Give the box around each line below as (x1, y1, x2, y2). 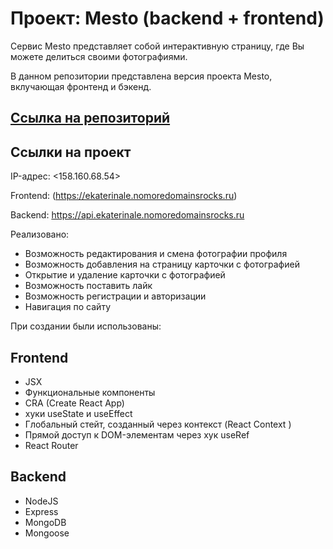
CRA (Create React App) (24, 397, 125, 409)
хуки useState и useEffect (24, 407, 133, 419)
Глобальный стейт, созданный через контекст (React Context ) (24, 418, 292, 430)
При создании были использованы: (10, 320, 162, 332)
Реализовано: (10, 228, 70, 241)
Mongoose (24, 527, 70, 539)
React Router (24, 439, 79, 451)
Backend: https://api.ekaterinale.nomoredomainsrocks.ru (10, 209, 245, 221)
